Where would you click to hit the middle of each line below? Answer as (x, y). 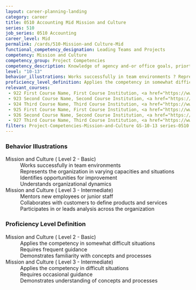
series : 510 (20, 28)
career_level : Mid (28, 39)
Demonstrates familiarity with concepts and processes (86, 255)
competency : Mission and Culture (46, 55)
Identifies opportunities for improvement (69, 178)
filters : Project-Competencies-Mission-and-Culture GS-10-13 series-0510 (97, 126)
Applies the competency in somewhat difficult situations (88, 243)
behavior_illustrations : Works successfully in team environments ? (91, 77)
